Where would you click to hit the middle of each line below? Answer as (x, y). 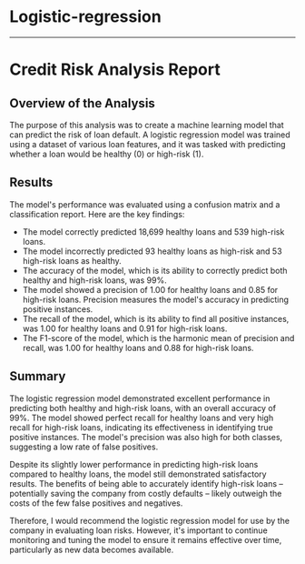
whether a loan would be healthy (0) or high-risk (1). (107, 154)
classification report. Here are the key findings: (97, 214)
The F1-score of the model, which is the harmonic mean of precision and (158, 337)
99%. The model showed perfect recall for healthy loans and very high (142, 418)
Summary (38, 376)
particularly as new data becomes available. (92, 549)
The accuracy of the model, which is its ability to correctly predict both (155, 270)
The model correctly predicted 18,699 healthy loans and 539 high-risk (153, 232)
